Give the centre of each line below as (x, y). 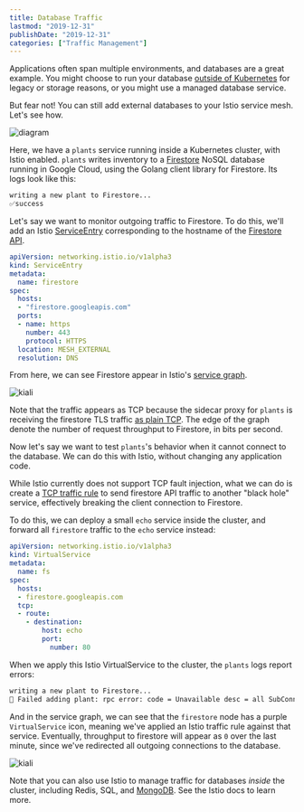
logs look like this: (43, 179)
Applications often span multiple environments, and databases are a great (147, 69)
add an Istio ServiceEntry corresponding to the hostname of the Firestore (146, 231)
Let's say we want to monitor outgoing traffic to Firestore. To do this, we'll (147, 221)
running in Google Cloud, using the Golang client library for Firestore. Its (143, 169)
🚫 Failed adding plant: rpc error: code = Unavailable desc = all (137, 699)
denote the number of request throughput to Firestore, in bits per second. (146, 430)
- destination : (54, 622)
